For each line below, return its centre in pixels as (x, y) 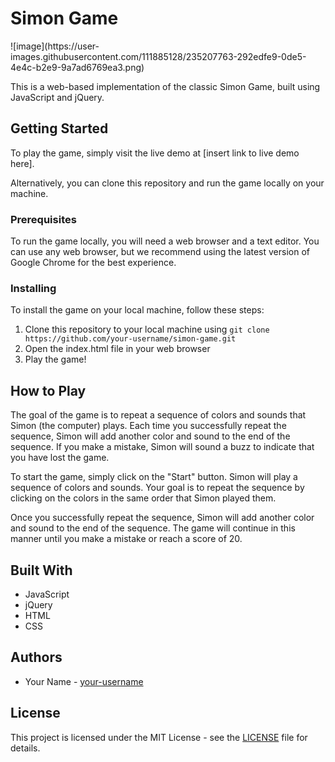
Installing (33, 288)
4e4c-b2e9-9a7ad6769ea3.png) (77, 67)
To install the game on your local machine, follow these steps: (137, 310)
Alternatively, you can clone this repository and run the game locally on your (167, 183)
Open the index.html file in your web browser (117, 349)
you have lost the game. (60, 458)
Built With (41, 570)
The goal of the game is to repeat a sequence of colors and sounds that (158, 415)
